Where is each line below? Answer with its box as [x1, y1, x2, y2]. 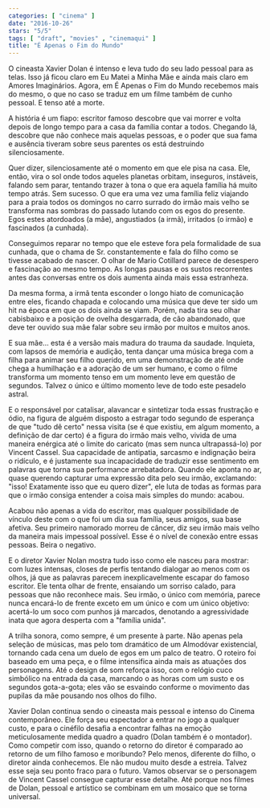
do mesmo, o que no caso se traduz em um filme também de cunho [8, 89, 233, 99]
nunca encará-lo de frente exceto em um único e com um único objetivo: [8, 598, 250, 608]
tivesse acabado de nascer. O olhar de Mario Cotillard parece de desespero [8, 256, 259, 265]
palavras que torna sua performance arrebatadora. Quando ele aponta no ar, [8, 465, 262, 474]
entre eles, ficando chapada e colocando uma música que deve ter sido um [8, 297, 259, 306]
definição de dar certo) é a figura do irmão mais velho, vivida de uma [8, 431, 237, 441]
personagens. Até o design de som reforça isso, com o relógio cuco [8, 665, 233, 675]
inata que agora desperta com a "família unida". [8, 616, 166, 625]
